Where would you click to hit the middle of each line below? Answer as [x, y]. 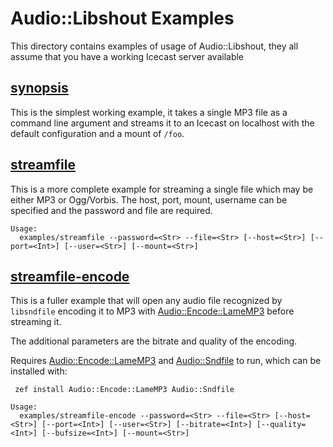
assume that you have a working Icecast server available [127, 56]
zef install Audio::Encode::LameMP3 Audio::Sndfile [124, 390]
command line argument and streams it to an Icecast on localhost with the [162, 123]
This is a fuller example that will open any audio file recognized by [146, 301]
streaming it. [36, 322]
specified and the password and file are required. [111, 210]
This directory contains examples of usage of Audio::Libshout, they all [154, 46]
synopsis [39, 88]
